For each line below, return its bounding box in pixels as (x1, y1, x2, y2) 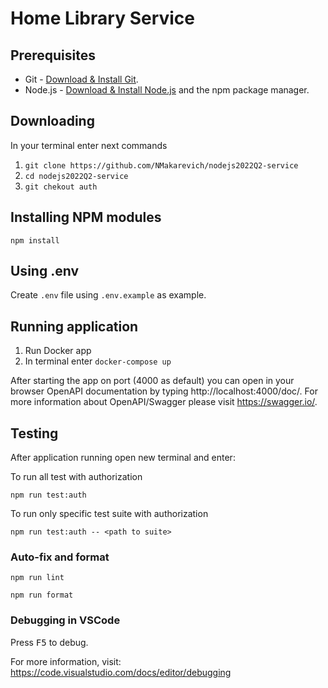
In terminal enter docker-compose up (24, 355, 172, 367)
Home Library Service (10, 7, 196, 30)
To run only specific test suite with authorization (10, 508, 209, 520)
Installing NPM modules (10, 209, 162, 226)
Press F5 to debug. (10, 636, 89, 648)
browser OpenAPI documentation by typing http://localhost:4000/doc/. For (10, 385, 318, 397)
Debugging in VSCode (10, 613, 121, 627)
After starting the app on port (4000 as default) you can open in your (10, 375, 295, 387)
